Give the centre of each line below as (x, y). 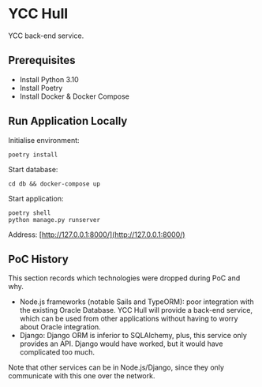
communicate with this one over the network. (82, 376)
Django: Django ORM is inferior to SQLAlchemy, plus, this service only (133, 336)
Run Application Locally (68, 121)
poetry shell (30, 213)
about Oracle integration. (60, 327)
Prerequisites (42, 60)
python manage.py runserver (54, 220)
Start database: (33, 169)
